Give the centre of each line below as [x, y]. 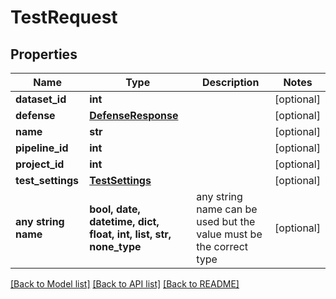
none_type [115, 246]
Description [230, 82]
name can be [227, 209]
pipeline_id [42, 148]
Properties [44, 54]
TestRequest [64, 17]
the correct [222, 246]
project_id [40, 164]
